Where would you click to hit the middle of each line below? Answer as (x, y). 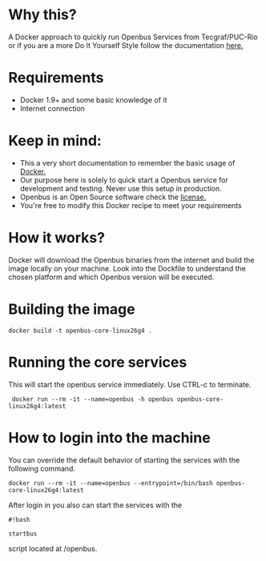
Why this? (43, 15)
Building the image (72, 309)
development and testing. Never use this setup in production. (121, 188)
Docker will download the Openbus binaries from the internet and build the (131, 260)
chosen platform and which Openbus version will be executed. (111, 277)
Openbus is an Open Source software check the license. (113, 197)
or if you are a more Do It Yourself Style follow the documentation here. (126, 45)
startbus (23, 534)
